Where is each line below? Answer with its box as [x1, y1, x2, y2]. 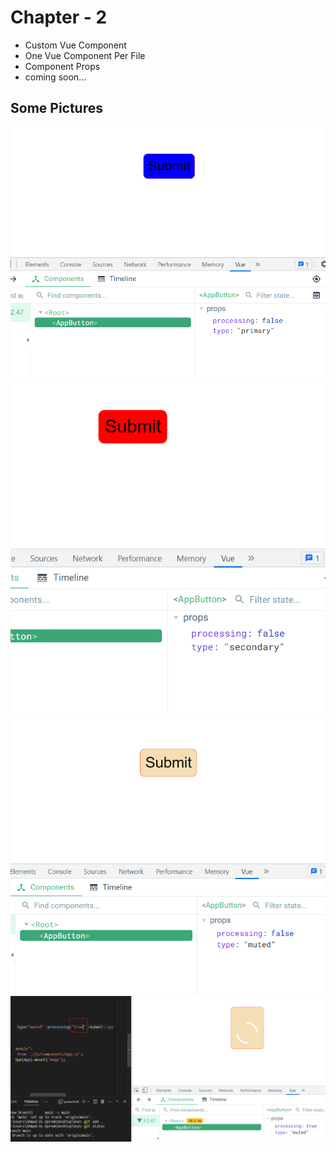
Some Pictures [10, 100, 104, 117]
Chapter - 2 [10, 6, 108, 29]
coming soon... [24, 71, 87, 83]
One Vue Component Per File [24, 49, 146, 61]
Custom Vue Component [24, 39, 127, 51]
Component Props [24, 60, 101, 72]
